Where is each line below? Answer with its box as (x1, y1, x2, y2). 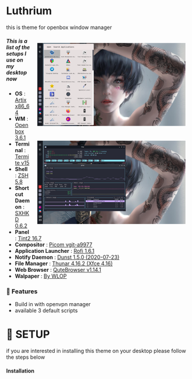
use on (6, 56, 24, 63)
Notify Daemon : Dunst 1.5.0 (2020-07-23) (14, 253, 120, 261)
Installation (6, 367, 34, 374)
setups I (6, 50, 27, 57)
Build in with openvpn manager (14, 301, 91, 308)
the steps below (6, 354, 46, 361)
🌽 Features (6, 287, 38, 296)
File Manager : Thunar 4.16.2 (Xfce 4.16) (14, 259, 113, 267)
